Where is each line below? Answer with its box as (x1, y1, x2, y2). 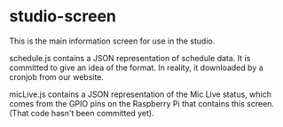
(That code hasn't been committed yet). (9, 107, 154, 118)
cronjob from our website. (9, 71, 105, 82)
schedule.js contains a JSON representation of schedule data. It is (9, 52, 251, 63)
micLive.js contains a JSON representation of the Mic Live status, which (9, 89, 272, 99)
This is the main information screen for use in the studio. (9, 36, 216, 46)
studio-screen (9, 6, 117, 27)
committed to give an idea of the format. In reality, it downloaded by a (9, 62, 263, 73)
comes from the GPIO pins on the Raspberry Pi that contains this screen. (9, 98, 275, 108)
